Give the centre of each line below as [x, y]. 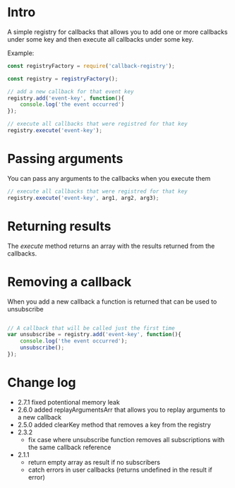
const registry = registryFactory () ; [63, 78]
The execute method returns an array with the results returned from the [111, 246]
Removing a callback [70, 281]
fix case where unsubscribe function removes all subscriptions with [126, 439]
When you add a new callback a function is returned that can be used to [112, 302]
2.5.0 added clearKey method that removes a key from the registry [114, 424]
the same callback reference [70, 447]
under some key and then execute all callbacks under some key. [101, 39]
